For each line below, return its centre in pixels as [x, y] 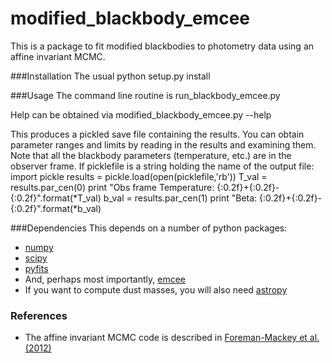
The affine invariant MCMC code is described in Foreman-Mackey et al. [172, 338]
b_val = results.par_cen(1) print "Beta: [180, 198]
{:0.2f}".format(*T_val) [56, 198]
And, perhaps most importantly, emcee [105, 279]
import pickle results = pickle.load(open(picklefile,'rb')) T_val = [139, 176]
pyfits [36, 268]
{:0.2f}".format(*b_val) [56, 208]
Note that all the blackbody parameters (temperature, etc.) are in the [151, 155]
